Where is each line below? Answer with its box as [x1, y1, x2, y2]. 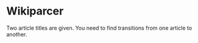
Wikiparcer [6, 4, 64, 18]
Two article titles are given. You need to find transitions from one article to [6, 24, 193, 31]
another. [6, 30, 27, 38]
